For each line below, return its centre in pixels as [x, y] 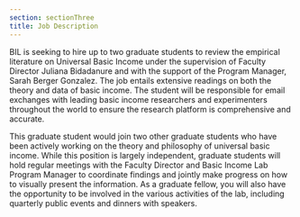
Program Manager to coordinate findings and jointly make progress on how [149, 174]
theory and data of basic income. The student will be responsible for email [147, 90]
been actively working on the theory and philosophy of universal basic [140, 146]
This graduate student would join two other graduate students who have [143, 136]
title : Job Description [54, 26]
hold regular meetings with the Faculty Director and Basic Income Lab [139, 165]
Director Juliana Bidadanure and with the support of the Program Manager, [148, 71]
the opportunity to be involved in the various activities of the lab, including [147, 194]
